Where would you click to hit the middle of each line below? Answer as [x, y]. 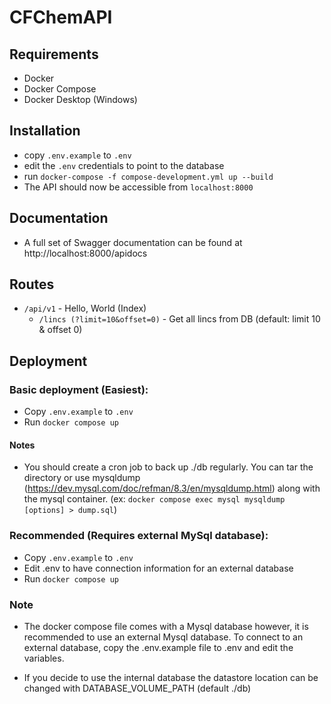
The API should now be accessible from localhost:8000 [138, 187]
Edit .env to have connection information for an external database [158, 568]
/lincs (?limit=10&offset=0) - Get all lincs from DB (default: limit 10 [179, 319]
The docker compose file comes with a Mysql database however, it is [166, 626]
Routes [32, 284]
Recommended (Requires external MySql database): [139, 536]
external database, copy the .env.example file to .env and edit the [158, 647]
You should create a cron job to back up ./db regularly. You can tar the [168, 467]
